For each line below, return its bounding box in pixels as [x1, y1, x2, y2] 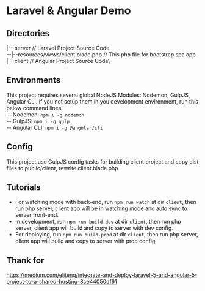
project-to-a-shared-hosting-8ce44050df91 [6, 278, 117, 285]
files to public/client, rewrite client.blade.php [6, 164, 118, 172]
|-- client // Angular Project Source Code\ [6, 58, 110, 64]
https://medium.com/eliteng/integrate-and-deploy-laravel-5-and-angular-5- [6, 271, 198, 279]
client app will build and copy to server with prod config [15, 237, 156, 245]
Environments [6, 75, 61, 86]
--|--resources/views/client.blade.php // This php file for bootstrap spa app [6, 51, 196, 58]
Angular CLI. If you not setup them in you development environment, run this [6, 97, 198, 105]
